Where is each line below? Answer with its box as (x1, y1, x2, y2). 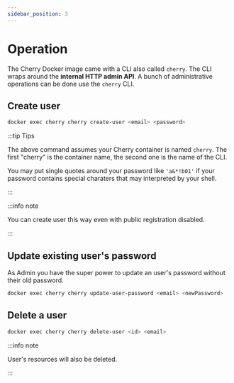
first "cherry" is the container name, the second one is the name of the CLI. (7, 153, 228, 162)
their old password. (7, 276, 64, 284)
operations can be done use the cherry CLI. (7, 79, 135, 88)
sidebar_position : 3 (7, 10, 69, 18)
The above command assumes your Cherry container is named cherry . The (7, 145, 228, 154)
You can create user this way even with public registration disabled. (7, 216, 205, 224)
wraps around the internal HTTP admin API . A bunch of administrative (7, 72, 213, 80)
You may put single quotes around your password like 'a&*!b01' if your (7, 167, 215, 175)
